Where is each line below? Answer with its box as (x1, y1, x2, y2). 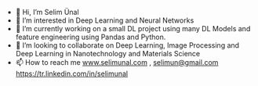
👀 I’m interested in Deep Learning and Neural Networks (15, 16, 194, 25)
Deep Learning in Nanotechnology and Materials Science (15, 49, 201, 58)
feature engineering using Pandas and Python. (15, 32, 166, 41)
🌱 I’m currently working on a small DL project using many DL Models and (15, 24, 251, 33)
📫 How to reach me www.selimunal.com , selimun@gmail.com (15, 58, 219, 66)
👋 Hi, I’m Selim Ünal (15, 8, 80, 16)
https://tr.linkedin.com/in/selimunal (15, 69, 128, 78)
